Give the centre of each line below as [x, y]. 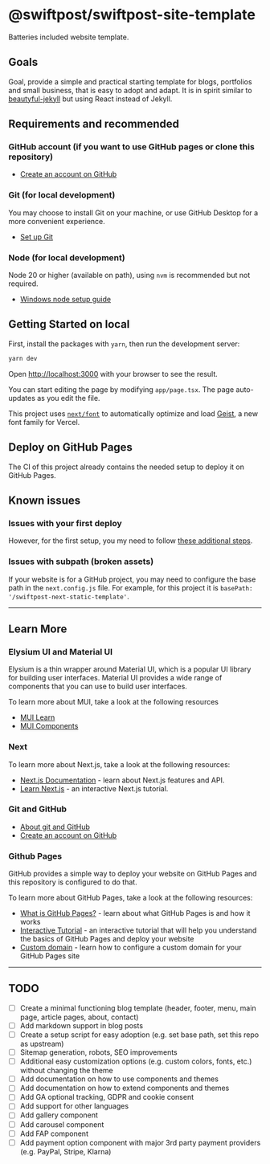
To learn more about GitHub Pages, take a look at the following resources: [131, 898]
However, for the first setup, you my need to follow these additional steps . [131, 541]
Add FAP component [54, 1133]
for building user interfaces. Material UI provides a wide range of [115, 678]
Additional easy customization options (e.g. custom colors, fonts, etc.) [136, 1061]
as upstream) [42, 1044]
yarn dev [23, 358]
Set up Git [37, 237]
